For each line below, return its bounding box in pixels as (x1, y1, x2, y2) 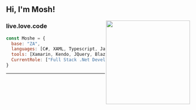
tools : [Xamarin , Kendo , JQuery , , (11, 52, 192, 58)
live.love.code (6, 22, 48, 30)
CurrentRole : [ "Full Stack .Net (11, 57, 90, 63)
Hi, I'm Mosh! (6, 5, 55, 15)
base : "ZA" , (11, 41, 41, 47)
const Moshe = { (6, 35, 45, 41)
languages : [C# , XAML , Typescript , (11, 46, 98, 52)
